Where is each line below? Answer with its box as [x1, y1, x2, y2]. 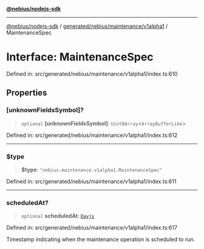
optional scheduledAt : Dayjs [21, 212, 95, 220]
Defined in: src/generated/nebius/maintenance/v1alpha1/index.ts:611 [6, 178, 177, 185]
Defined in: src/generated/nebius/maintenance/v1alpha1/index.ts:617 [6, 224, 178, 231]
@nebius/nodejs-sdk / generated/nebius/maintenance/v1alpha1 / [6, 22, 168, 30]
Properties [6, 88, 47, 98]
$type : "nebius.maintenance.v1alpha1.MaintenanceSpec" [21, 166, 163, 173]
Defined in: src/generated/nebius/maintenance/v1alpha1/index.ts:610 [6, 70, 178, 78]
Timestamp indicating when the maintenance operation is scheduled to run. [6, 236, 195, 243]
